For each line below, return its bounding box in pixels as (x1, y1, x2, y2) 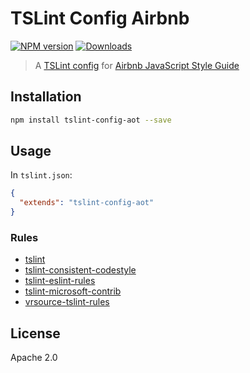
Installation (10, 88, 82, 106)
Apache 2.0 (10, 352, 58, 364)
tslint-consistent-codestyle (24, 264, 137, 276)
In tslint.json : (10, 169, 73, 181)
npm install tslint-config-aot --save (10, 115, 172, 125)
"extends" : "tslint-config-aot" (19, 198, 155, 208)
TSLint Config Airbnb (10, 7, 190, 30)
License (10, 325, 61, 342)
